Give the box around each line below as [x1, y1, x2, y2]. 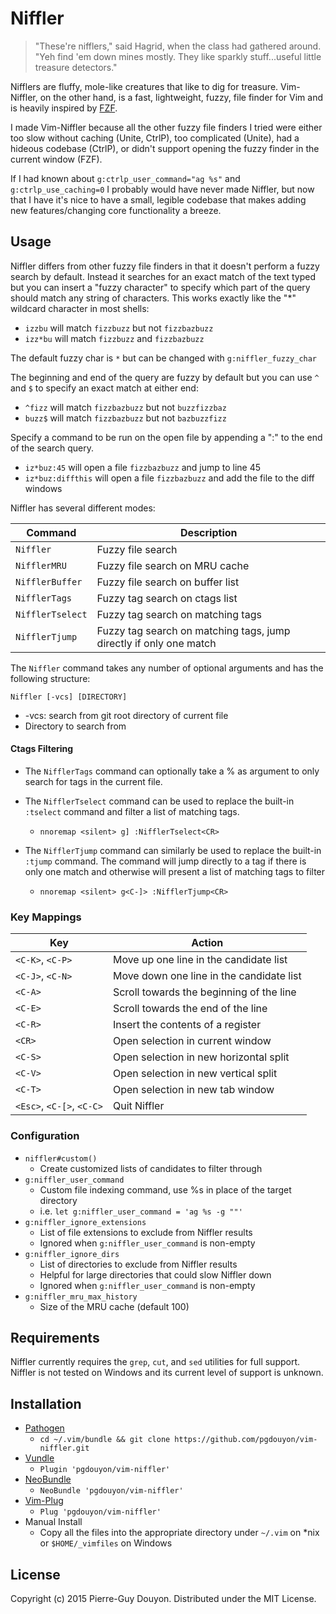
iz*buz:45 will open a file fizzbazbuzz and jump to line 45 [24, 461, 261, 473]
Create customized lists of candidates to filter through [39, 1162, 263, 1174]
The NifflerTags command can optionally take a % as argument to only [24, 765, 320, 777]
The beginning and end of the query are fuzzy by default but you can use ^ [10, 371, 320, 383]
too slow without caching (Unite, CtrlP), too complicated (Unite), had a [10, 132, 300, 144]
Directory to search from [24, 720, 127, 732]
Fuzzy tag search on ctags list [96, 591, 238, 605]
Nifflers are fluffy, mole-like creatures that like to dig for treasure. [10, 80, 279, 92]
